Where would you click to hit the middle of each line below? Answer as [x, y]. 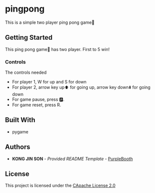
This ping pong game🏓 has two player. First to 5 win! [57, 49]
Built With [20, 120]
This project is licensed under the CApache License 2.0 [60, 186]
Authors [18, 147]
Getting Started [29, 38]
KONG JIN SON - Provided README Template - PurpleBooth [72, 159]
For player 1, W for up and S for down [49, 82]
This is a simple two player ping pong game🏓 [50, 22]
